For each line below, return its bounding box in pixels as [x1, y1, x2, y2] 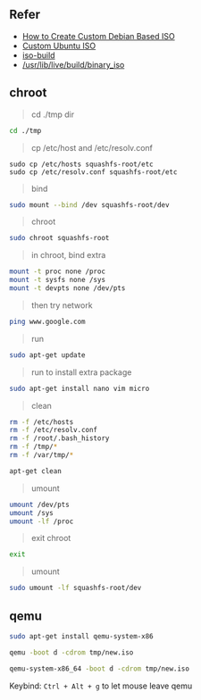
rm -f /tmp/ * [9, 442, 58, 452]
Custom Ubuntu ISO [21, 40, 96, 51]
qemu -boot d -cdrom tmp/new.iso [9, 647, 134, 657]
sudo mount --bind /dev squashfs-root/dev [9, 200, 170, 209]
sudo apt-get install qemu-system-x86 [9, 631, 154, 641]
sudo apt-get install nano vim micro [9, 384, 150, 393]
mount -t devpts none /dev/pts [9, 284, 126, 293]
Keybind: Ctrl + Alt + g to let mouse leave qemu [9, 680, 193, 691]
